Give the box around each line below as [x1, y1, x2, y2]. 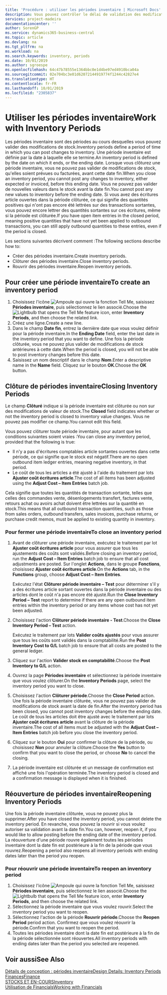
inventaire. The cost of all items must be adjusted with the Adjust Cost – [12, 724, 159, 730]
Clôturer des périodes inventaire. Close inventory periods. [12, 258, 130, 264]
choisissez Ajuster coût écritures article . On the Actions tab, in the [12, 566, 150, 572]
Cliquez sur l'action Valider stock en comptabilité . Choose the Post [12, 658, 151, 664]
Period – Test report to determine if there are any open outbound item [12, 597, 156, 603]
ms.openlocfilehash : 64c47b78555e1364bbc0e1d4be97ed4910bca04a [5, 68, 139, 73]
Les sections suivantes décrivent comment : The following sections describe [5, 238, 161, 244]
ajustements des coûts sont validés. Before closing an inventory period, [12, 550, 158, 556]
